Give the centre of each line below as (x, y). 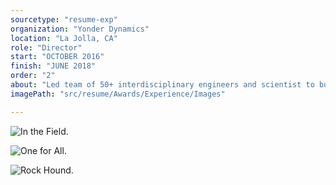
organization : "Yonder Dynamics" (80, 29)
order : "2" (33, 76)
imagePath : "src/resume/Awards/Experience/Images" (118, 94)
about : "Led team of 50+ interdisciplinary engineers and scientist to (162, 85)
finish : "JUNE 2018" (53, 66)
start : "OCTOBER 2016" (57, 57)
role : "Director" (46, 47)
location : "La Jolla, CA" (64, 38)
